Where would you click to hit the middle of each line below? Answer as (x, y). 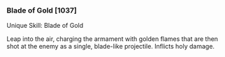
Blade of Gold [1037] (42, 10)
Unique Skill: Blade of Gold (45, 26)
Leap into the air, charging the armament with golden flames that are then (112, 39)
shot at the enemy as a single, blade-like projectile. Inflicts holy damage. (110, 47)
